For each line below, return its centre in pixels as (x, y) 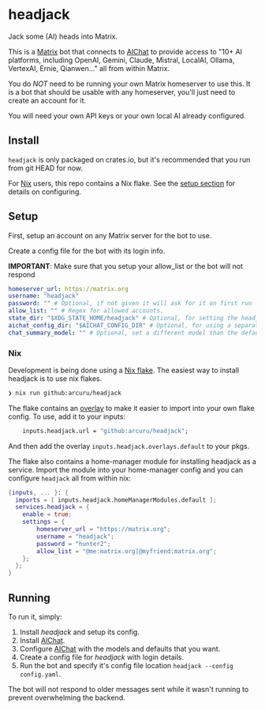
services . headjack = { (52, 507)
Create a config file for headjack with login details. (101, 657)
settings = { (44, 522)
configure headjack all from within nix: (70, 478)
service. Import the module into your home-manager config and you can (125, 469)
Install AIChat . (42, 641)
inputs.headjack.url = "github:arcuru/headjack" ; (106, 431)
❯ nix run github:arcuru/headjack (65, 393)
